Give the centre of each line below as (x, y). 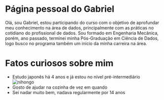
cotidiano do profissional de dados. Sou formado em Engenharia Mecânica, (82, 33)
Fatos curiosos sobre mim (59, 63)
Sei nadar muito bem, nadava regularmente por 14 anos (69, 92)
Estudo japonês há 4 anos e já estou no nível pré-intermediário (76, 76)
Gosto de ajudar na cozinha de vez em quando (60, 87)
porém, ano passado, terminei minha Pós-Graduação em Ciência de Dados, (82, 38)
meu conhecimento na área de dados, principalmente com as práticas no (80, 27)
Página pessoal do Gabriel (60, 9)
